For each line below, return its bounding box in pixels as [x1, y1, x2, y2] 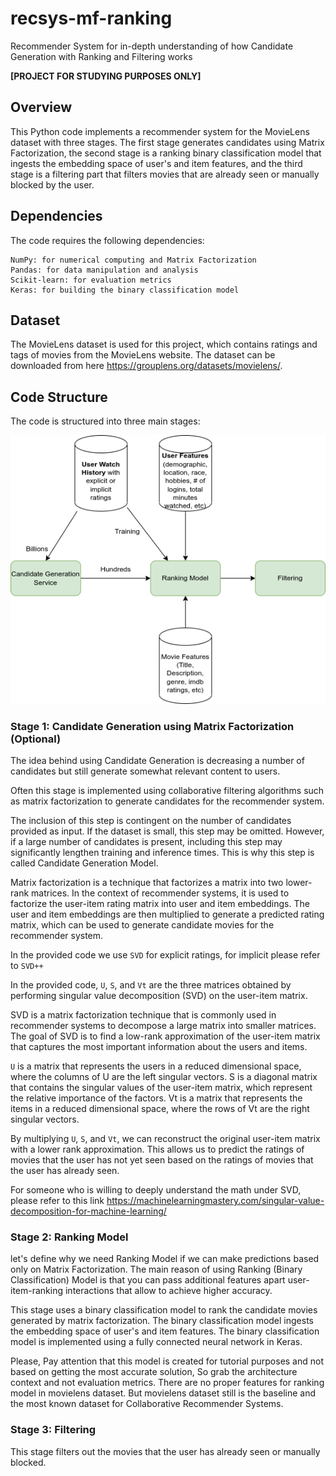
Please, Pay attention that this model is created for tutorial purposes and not [10, 1355, 325, 1367]
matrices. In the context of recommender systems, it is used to [31, 887, 290, 899]
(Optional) [10, 732, 62, 746]
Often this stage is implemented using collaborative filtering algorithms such [10, 784, 325, 796]
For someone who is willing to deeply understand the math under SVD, [10, 1183, 302, 1196]
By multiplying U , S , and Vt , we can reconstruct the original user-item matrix [10, 1132, 321, 1144]
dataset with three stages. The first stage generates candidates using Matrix [10, 136, 325, 148]
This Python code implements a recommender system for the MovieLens [10, 125, 310, 137]
